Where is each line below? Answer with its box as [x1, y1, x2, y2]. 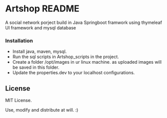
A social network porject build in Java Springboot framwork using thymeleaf [5, 19, 162, 25]
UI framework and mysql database [5, 24, 76, 30]
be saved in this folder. [12, 64, 59, 70]
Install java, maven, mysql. [12, 48, 67, 55]
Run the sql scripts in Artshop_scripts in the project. [12, 54, 119, 60]
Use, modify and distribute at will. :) [5, 107, 78, 113]
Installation [5, 37, 33, 44]
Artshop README [5, 3, 80, 14]
